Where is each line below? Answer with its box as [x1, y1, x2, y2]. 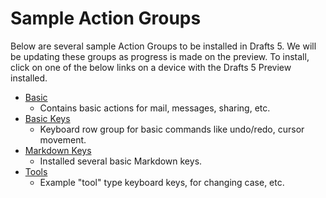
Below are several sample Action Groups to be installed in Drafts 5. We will [10, 40, 317, 52]
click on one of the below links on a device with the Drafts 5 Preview [10, 61, 292, 73]
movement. [39, 133, 87, 146]
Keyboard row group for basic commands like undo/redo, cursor [39, 123, 305, 135]
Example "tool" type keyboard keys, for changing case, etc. [39, 176, 285, 188]
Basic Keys [24, 112, 71, 124]
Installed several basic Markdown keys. [39, 155, 203, 167]
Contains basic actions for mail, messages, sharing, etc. [39, 102, 271, 114]
